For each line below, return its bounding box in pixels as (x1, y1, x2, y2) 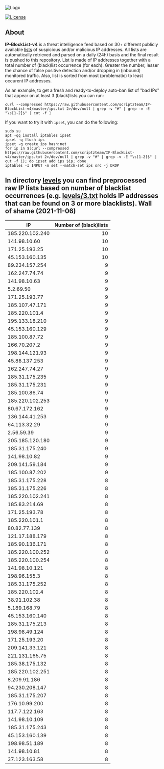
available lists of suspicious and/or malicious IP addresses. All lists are (5, 47, 147, 52)
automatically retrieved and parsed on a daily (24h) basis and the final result (5, 51, 159, 57)
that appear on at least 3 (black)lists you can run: (5, 92, 104, 98)
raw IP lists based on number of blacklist (5, 184, 131, 192)
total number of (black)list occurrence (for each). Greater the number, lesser (5, 62, 159, 68)
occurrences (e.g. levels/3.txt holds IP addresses (5, 192, 159, 200)
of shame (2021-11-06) (5, 207, 76, 215)
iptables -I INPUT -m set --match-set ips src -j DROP (5, 163, 119, 168)
